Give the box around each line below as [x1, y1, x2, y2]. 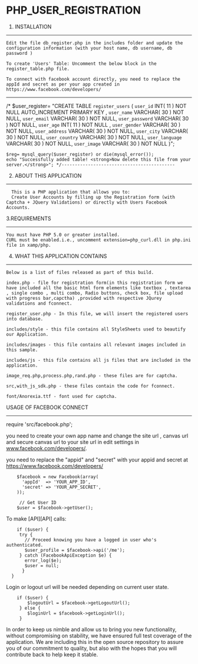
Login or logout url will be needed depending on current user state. [6, 583, 169, 590]
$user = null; [24, 562, 60, 568]
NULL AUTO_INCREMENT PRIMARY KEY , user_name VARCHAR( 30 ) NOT [6, 109, 184, 116]
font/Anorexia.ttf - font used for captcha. [6, 393, 117, 399]
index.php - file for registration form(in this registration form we [6, 280, 183, 286]
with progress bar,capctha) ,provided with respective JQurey [6, 295, 162, 301]
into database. [6, 316, 44, 322]
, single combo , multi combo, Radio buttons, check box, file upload [6, 290, 183, 296]
